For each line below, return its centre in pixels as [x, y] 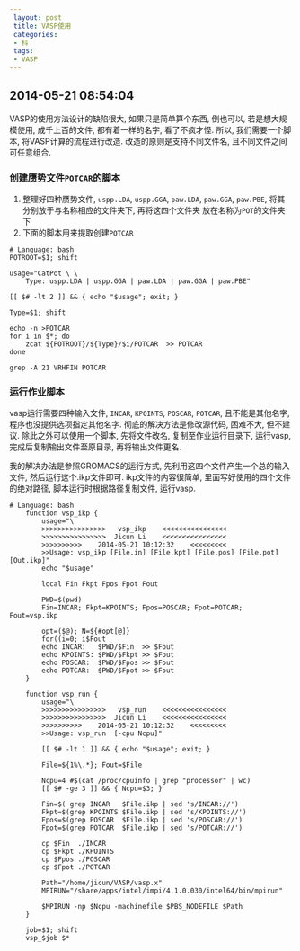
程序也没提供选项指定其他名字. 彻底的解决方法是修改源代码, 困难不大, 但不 [146, 424]
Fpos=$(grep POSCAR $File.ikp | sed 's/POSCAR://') [142, 820]
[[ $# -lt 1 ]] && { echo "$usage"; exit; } [126, 750]
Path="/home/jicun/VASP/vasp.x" [102, 883]
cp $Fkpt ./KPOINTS [78, 852]
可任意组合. [31, 152]
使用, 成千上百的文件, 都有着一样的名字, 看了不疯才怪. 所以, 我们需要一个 [150, 129]
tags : [23, 51]
